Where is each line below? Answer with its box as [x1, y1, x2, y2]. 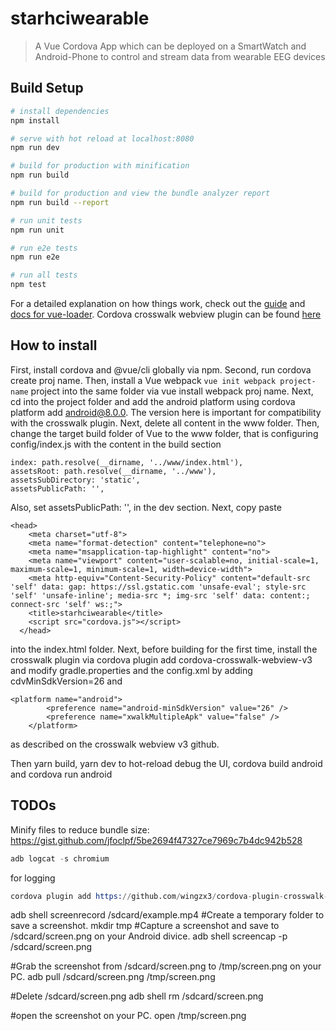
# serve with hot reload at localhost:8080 [10, 133, 195, 144]
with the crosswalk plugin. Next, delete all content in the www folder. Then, [10, 417, 320, 429]
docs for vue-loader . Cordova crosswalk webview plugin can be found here [10, 308, 322, 320]
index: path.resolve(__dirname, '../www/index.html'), [10, 457, 244, 467]
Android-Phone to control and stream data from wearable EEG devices [34, 50, 326, 62]
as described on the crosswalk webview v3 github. [10, 738, 220, 750]
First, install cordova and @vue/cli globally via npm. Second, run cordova [10, 363, 312, 376]
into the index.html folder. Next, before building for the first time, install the [10, 643, 318, 655]
